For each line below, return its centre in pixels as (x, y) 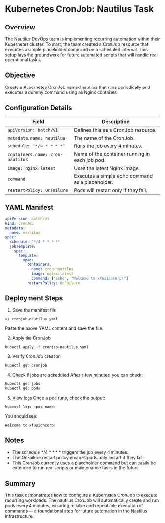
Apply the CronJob (31, 338)
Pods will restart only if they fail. (111, 190)
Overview (20, 27)
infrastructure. (20, 516)
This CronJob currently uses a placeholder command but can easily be (84, 463)
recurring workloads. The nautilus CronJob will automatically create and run (82, 500)
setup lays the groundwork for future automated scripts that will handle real (82, 55)
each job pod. (90, 160)
